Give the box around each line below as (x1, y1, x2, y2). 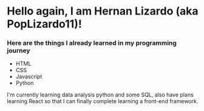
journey (7, 47, 30, 55)
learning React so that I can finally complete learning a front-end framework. (7, 98, 199, 105)
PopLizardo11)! (7, 17, 83, 31)
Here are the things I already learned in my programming (7, 39, 177, 47)
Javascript (15, 73, 42, 80)
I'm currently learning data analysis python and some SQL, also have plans (7, 91, 194, 98)
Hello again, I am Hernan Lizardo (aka (7, 4, 199, 18)
